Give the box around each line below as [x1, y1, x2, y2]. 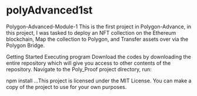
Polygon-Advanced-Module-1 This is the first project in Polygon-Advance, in [6, 23, 192, 30]
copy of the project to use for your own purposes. [6, 83, 127, 90]
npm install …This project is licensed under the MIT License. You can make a [6, 77, 192, 84]
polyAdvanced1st [6, 4, 93, 17]
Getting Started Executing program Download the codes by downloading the [6, 53, 191, 60]
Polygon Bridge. [6, 42, 45, 49]
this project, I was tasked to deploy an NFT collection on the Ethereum [6, 29, 176, 36]
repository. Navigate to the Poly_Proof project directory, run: [6, 65, 152, 72]
